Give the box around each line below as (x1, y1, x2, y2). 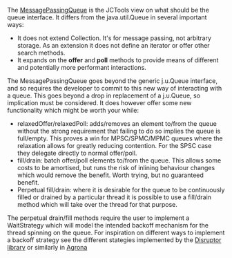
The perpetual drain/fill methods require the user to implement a (7, 214, 190, 222)
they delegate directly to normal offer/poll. (17, 149, 137, 157)
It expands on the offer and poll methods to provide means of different (17, 56, 219, 64)
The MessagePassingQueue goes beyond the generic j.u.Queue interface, (7, 77, 217, 85)
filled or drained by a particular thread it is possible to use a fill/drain (17, 193, 212, 201)
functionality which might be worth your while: (7, 107, 139, 114)
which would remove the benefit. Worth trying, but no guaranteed (17, 171, 204, 179)
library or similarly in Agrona (7, 243, 88, 251)
